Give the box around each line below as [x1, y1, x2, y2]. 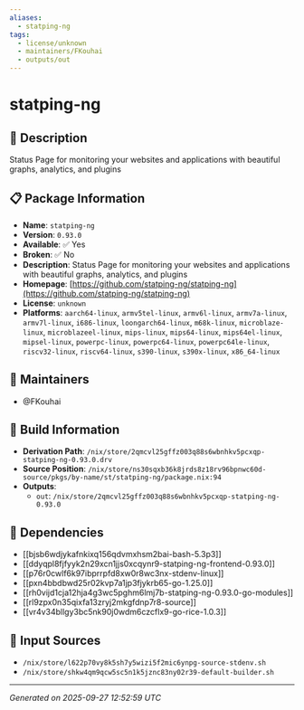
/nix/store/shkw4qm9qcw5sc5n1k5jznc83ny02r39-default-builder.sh [22, 668, 274, 677]
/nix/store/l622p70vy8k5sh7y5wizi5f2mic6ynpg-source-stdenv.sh [22, 658, 267, 667]
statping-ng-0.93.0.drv [22, 456, 113, 465]
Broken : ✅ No [22, 249, 75, 260]
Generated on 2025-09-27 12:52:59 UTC [9, 693, 161, 704]
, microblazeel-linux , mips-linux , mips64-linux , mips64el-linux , [43, 327, 283, 337]
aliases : [9, 13, 43, 23]
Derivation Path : [22, 446, 85, 457]
